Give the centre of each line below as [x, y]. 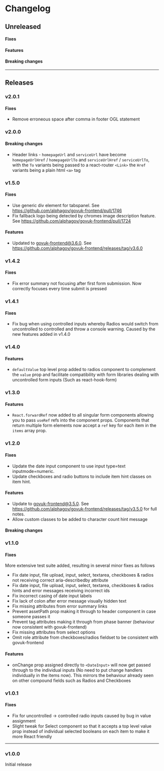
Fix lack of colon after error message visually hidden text [69, 601]
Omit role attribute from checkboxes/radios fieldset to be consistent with [85, 637]
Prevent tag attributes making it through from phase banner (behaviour [83, 622]
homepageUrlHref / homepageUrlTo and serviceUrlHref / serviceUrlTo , [81, 160]
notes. [19, 514]
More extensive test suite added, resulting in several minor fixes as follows [80, 565]
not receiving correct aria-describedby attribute [60, 580]
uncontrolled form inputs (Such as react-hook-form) [64, 380]
